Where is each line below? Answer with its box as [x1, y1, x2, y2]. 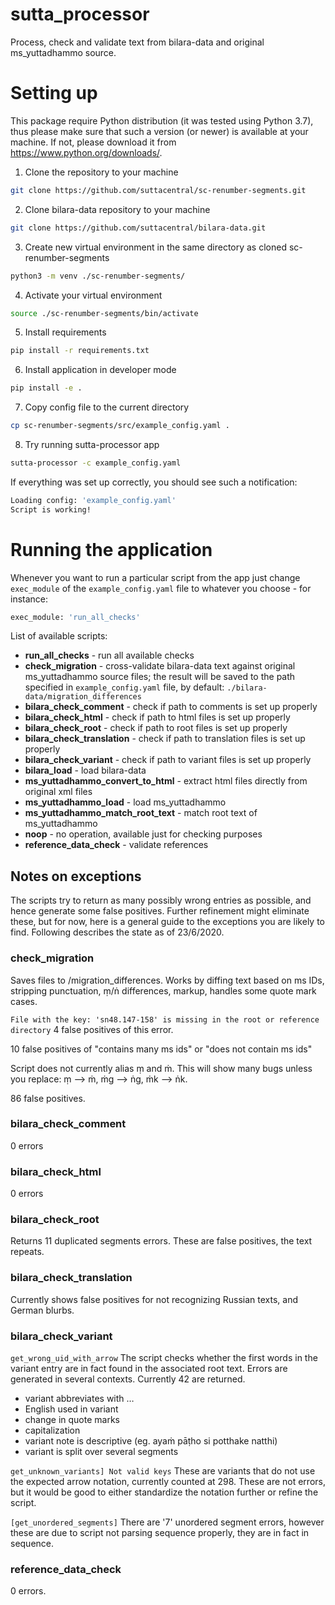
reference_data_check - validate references [24, 839, 209, 851]
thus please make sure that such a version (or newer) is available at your [10, 125, 309, 137]
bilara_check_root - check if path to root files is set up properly [24, 722, 288, 734]
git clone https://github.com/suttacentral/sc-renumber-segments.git [10, 185, 307, 195]
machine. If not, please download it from [10, 136, 177, 148]
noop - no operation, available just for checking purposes [24, 828, 263, 840]
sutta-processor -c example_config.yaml [10, 458, 182, 468]
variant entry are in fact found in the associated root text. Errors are [10, 1363, 288, 1375]
